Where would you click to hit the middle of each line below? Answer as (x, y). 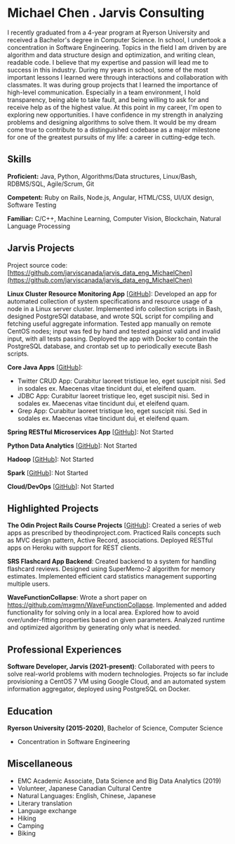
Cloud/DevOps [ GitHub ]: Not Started (61, 486)
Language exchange (47, 810)
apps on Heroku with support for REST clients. (74, 548)
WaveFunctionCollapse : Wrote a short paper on (77, 598)
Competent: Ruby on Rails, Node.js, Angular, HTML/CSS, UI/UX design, (111, 197)
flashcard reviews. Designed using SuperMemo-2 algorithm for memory (111, 569)
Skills (19, 159)
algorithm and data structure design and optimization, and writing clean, (112, 55)
